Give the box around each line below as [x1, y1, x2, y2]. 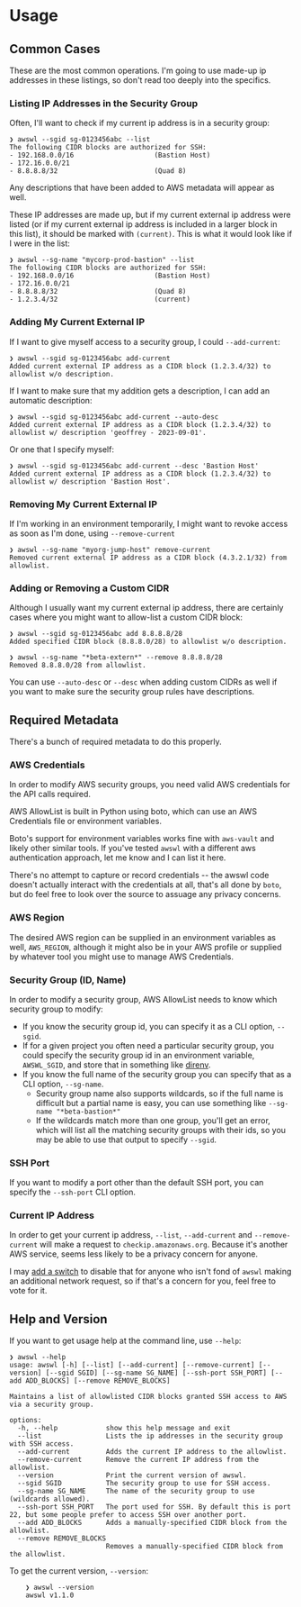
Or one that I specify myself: [9, 443, 115, 455]
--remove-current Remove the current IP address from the [17, 1456, 259, 1465]
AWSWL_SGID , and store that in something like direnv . [22, 1059, 211, 1070]
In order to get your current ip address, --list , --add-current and [9, 1230, 253, 1240]
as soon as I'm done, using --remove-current [9, 528, 175, 539]
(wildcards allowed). [9, 1494, 91, 1504]
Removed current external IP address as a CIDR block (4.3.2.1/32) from [9, 553, 288, 562]
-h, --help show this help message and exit [17, 1424, 231, 1433]
